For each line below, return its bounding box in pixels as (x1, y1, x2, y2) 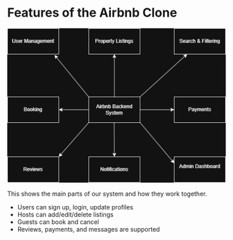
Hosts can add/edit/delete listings (17, 210, 114, 218)
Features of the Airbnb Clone (7, 5, 178, 21)
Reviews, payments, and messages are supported (17, 225, 160, 233)
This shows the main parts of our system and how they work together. (7, 189, 207, 198)
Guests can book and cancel (17, 217, 99, 226)
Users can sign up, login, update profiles (17, 203, 134, 211)
